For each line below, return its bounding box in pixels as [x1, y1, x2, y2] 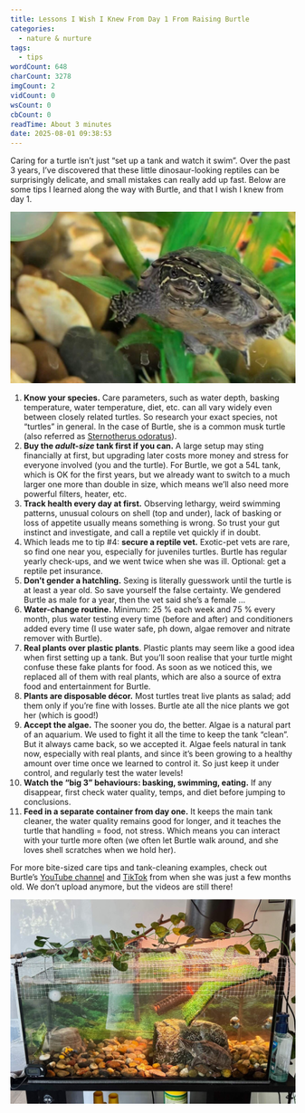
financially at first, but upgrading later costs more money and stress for [23, 449, 289, 461]
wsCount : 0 [10, 101, 52, 110]
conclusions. [23, 796, 71, 807]
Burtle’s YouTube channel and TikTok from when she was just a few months [10, 871, 292, 882]
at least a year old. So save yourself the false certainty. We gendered [23, 584, 281, 595]
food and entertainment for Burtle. [23, 680, 151, 692]
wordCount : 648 [10, 62, 68, 72]
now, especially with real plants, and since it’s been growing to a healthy [23, 748, 293, 759]
